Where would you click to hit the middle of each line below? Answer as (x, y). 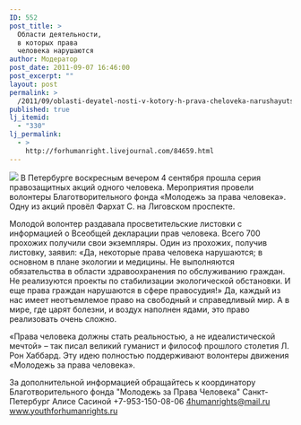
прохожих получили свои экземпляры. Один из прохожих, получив (138, 242)
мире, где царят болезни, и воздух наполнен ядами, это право (129, 309)
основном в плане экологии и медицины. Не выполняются (122, 262)
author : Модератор (43, 59)
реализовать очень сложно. (63, 318)
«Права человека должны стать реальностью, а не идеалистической (142, 336)
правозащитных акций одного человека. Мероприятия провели (131, 187)
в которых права (47, 43)
